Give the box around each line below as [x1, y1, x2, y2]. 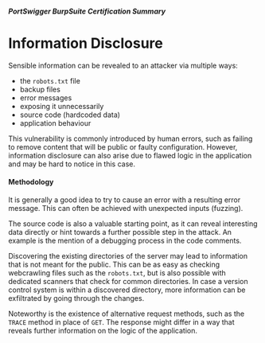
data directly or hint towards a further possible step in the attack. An [8, 227, 232, 236]
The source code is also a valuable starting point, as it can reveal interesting [8, 219, 258, 228]
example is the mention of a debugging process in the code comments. [8, 236, 242, 245]
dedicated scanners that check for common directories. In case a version [8, 276, 248, 286]
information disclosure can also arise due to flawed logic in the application [8, 150, 252, 160]
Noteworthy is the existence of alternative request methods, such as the [8, 309, 245, 318]
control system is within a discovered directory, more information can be [8, 285, 246, 294]
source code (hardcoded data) [19, 110, 121, 119]
